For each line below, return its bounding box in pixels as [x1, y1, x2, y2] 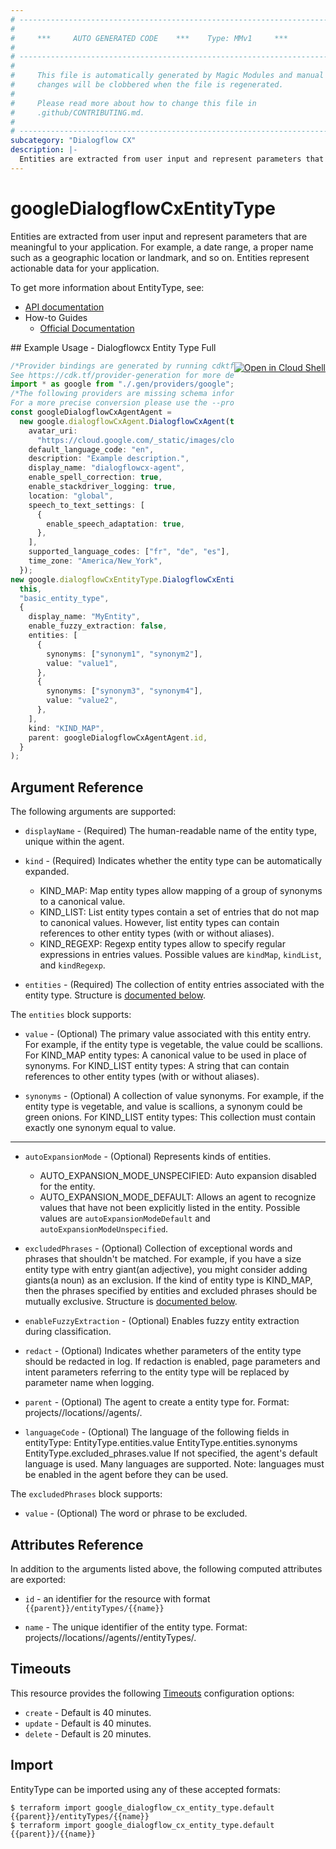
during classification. [24, 1326, 112, 1338]
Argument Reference [10, 779, 144, 796]
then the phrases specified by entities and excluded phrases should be [24, 1285, 318, 1297]
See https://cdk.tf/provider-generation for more [10, 370, 222, 380]
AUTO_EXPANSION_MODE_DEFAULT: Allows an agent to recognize [39, 1191, 317, 1203]
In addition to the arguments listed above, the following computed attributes [10, 1562, 323, 1575]
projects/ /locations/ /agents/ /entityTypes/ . [24, 1631, 197, 1643]
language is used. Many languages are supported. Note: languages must [24, 1458, 325, 1470]
